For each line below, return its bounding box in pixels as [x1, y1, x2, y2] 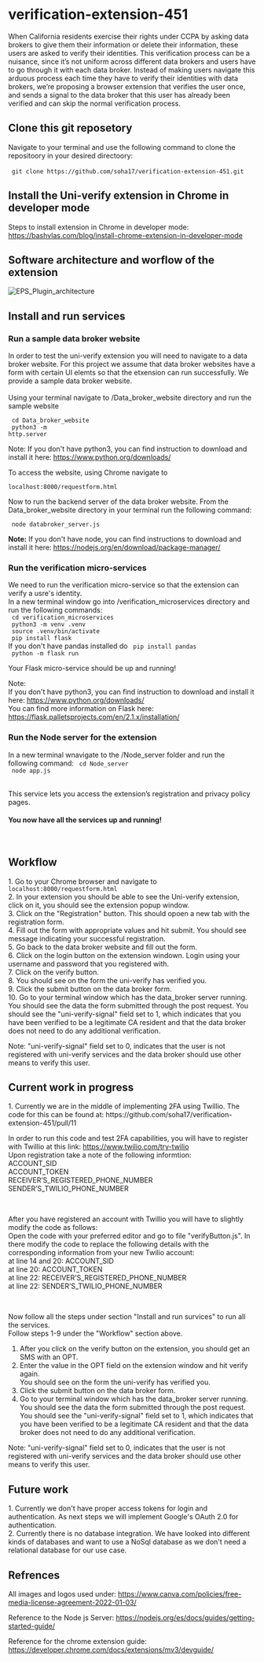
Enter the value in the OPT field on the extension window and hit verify [19, 1361, 248, 1370]
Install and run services [8, 309, 126, 322]
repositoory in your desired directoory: [8, 151, 134, 160]
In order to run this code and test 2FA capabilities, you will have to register [8, 1134, 249, 1143]
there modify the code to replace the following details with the [8, 1239, 210, 1249]
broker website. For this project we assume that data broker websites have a [8, 360, 255, 369]
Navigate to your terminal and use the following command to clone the [8, 142, 236, 151]
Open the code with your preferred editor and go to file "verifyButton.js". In [8, 1232, 251, 1241]
